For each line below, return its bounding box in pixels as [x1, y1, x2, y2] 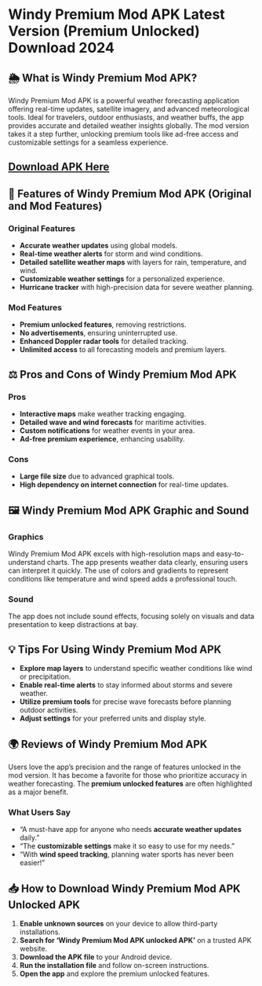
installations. [19, 927, 61, 937]
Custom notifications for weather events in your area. [19, 426, 195, 435]
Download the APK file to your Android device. [19, 952, 173, 962]
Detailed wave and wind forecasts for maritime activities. [19, 418, 206, 427]
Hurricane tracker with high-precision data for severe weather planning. [19, 283, 254, 292]
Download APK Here [8, 160, 110, 174]
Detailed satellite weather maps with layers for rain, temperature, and [19, 258, 247, 267]
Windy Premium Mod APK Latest [8, 5, 225, 24]
